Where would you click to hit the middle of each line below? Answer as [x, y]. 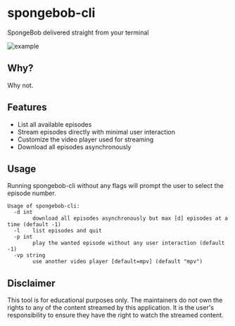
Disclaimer [31, 283]
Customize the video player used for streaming [85, 139]
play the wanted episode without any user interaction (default [129, 243]
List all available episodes [55, 124]
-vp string [30, 256]
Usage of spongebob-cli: [44, 206]
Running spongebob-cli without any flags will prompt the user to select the [115, 186]
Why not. [20, 85]
